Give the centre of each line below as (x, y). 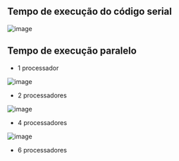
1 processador (38, 68)
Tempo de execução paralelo (72, 51)
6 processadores (42, 150)
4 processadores (42, 122)
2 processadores (42, 95)
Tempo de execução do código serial (90, 12)
